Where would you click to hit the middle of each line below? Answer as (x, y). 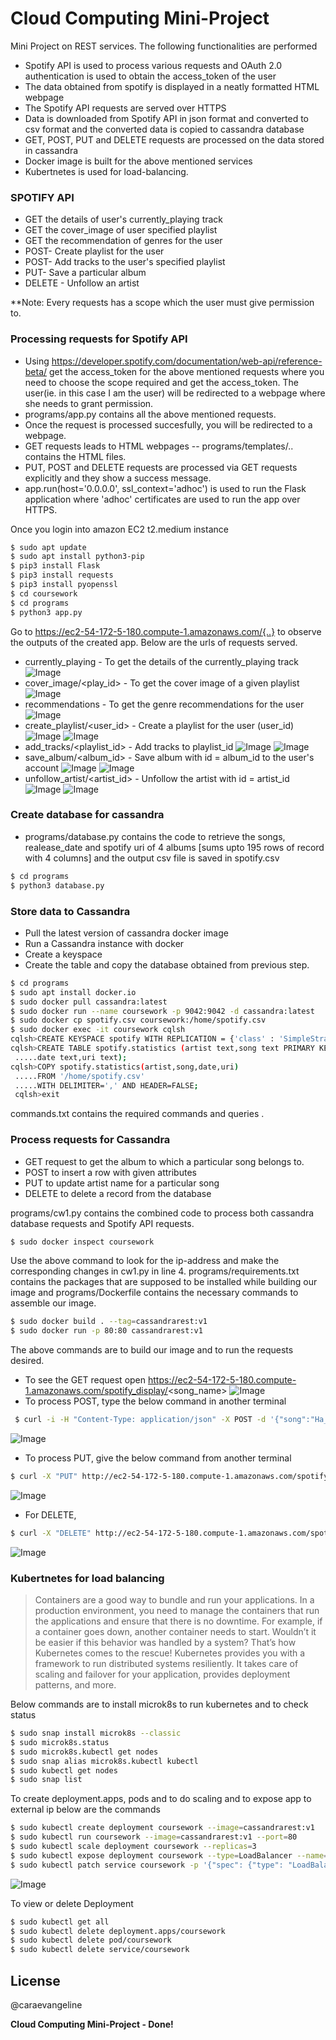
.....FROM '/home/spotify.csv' (79, 1076)
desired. (27, 1361)
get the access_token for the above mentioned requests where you (187, 371)
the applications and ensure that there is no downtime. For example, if (178, 1621)
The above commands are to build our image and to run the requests (152, 1350)
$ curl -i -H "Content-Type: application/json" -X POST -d (140, 1420)
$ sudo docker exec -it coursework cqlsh (98, 1030)
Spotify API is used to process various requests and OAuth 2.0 (153, 65)
